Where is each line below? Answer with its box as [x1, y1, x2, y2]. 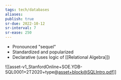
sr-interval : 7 [5, 26, 36, 31]
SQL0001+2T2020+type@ [5, 69, 59, 75]
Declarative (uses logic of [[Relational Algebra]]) [12, 54, 110, 60]
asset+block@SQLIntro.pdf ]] [58, 69, 117, 75]
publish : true [5, 16, 34, 21]
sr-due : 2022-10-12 [5, 21, 45, 26]
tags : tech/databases [5, 7, 50, 12]
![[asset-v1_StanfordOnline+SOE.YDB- [5, 64, 83, 70]
